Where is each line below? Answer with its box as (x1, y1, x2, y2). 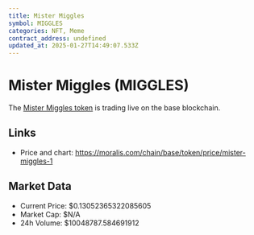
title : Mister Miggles (8, 11, 85, 20)
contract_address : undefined (8, 34, 106, 43)
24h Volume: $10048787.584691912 (19, 218, 139, 228)
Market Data (8, 179, 72, 193)
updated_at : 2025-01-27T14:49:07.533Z (8, 42, 139, 50)
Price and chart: (19, 147, 74, 157)
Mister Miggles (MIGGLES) (8, 76, 189, 95)
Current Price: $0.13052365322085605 (19, 200, 152, 210)
